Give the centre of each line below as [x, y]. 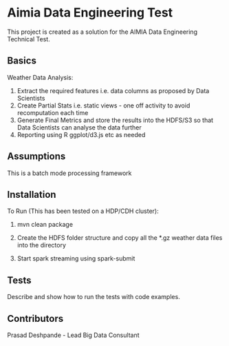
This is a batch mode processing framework [69, 173]
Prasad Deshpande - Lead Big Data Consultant [73, 335]
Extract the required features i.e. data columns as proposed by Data [113, 90]
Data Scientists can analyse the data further [79, 127]
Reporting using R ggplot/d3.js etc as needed [81, 134]
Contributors [35, 318]
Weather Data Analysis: [40, 77]
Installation [32, 194]
